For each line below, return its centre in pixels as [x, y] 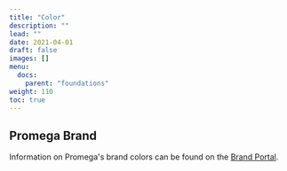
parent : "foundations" [67, 83]
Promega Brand [53, 135]
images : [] [29, 58]
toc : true [28, 100]
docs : [28, 75]
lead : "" [25, 34]
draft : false [33, 51]
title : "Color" [37, 17]
